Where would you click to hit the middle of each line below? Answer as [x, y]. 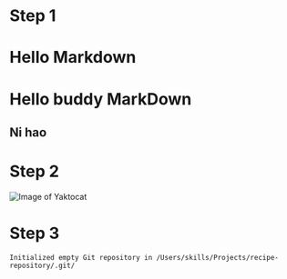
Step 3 [35, 234]
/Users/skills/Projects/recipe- [218, 257]
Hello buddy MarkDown [101, 99]
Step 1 [33, 16]
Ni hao [28, 132]
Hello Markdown [73, 58]
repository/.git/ [42, 265]
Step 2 [34, 171]
